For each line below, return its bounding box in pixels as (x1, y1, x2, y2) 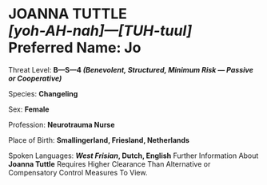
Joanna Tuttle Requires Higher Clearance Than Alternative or (8, 159, 211, 168)
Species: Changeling (8, 89, 78, 98)
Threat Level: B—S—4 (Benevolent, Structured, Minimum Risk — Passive (8, 65, 253, 74)
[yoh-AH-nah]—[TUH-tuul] (8, 22, 193, 40)
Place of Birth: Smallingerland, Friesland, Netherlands (8, 135, 190, 144)
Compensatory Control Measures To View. (8, 167, 148, 177)
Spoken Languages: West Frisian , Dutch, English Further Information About (8, 151, 259, 160)
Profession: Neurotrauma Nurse (8, 120, 115, 129)
